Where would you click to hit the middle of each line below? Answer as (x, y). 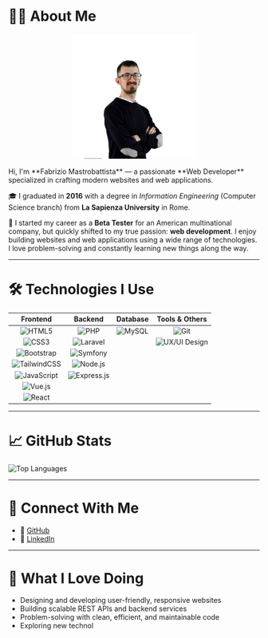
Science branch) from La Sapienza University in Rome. (99, 207)
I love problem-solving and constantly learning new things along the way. (128, 248)
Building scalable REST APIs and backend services (103, 608)
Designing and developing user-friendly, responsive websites (120, 601)
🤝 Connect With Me (74, 508)
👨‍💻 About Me (53, 16)
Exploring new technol (57, 626)
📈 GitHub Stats (60, 441)
